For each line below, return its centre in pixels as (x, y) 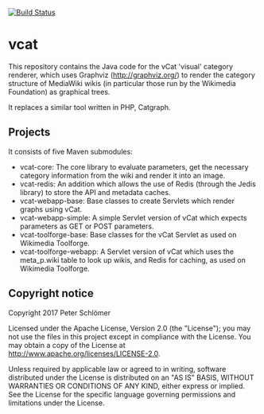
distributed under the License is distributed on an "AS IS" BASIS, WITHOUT (131, 377)
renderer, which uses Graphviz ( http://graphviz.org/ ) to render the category (132, 75)
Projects (29, 133)
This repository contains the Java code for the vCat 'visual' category (120, 66)
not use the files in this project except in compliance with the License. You (130, 336)
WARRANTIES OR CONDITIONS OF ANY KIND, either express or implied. (126, 385)
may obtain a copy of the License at (67, 345)
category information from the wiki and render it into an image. (122, 175)
